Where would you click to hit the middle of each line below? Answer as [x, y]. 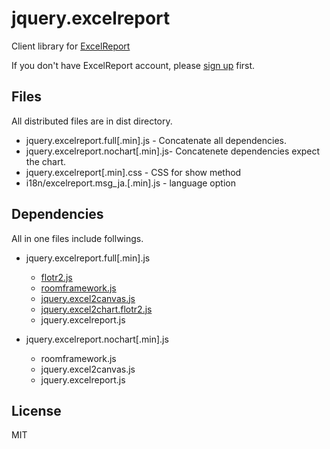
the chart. [45, 161]
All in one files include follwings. [77, 238]
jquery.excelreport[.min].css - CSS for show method [133, 172]
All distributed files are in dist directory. [92, 121]
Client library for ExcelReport [71, 46]
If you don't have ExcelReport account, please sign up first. [133, 65]
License [36, 410]
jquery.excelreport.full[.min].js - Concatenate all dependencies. [156, 140]
